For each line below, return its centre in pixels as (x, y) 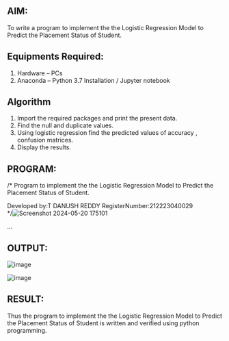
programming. (27, 330)
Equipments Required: (55, 56)
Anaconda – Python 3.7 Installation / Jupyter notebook (93, 80)
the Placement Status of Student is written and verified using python (103, 323)
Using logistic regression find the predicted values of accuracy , (107, 133)
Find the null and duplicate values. (65, 125)
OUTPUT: (27, 248)
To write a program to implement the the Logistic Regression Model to (105, 27)
